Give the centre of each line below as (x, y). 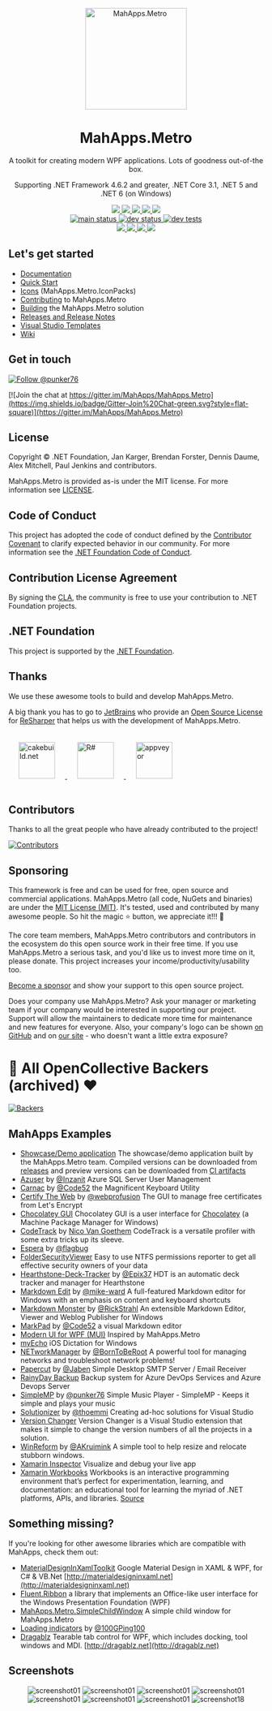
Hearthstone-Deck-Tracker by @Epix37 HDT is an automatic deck (130, 1274)
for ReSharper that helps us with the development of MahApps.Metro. (125, 720)
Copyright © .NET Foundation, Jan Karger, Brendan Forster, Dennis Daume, (134, 457)
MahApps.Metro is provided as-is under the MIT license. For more (118, 481)
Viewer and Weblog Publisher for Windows (91, 1317)
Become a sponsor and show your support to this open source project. (126, 985)
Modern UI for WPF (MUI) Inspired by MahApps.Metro (110, 1334)
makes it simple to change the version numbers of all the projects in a (136, 1429)
